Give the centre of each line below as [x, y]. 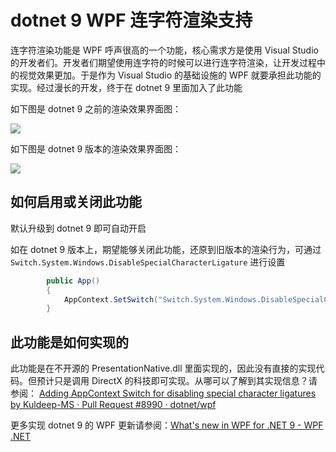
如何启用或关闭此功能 [76, 202]
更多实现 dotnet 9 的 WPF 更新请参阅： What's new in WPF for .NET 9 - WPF [167, 425]
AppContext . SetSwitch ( [111, 299]
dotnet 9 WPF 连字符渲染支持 [131, 20]
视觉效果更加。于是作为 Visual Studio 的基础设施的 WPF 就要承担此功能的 [170, 75]
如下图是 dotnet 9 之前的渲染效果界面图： [96, 108]
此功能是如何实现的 [69, 342]
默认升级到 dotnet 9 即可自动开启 [78, 228]
